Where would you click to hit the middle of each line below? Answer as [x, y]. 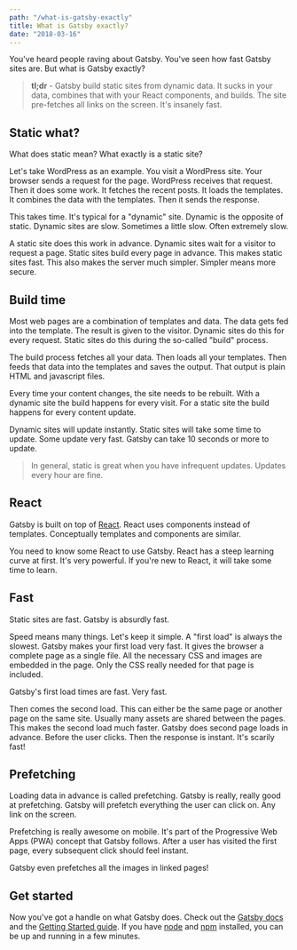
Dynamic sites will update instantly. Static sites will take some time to [135, 429]
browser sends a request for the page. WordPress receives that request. [141, 181]
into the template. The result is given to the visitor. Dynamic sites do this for [147, 331]
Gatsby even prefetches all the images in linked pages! [109, 868]
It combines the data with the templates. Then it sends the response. [134, 200]
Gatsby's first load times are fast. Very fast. [88, 691]
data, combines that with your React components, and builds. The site [159, 95]
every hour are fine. [67, 475]
